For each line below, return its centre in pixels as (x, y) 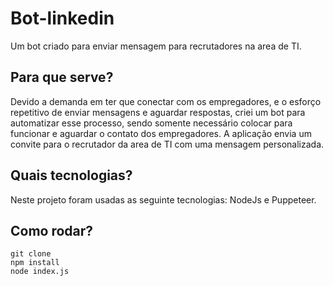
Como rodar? (52, 230)
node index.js (40, 272)
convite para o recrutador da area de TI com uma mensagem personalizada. (167, 144)
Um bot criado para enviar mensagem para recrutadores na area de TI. (156, 46)
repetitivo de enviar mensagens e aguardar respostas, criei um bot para (158, 112)
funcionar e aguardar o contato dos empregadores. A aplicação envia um (161, 133)
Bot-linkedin (62, 18)
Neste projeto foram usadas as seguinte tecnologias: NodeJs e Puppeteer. (163, 199)
